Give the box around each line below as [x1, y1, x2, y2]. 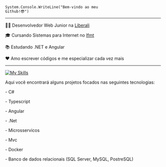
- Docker [5, 147, 23, 152]
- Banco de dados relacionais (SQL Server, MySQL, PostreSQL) [5, 156, 134, 162]
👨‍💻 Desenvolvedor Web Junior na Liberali [5, 22, 90, 28]
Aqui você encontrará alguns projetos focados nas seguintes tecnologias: [5, 79, 155, 85]
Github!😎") [5, 9, 29, 14]
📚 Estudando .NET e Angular [5, 44, 65, 50]
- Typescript [5, 99, 31, 104]
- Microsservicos [5, 127, 40, 133]
